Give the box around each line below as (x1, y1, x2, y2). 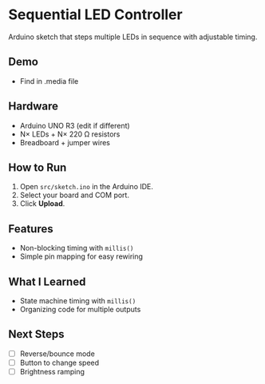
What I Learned (8, 275, 86, 288)
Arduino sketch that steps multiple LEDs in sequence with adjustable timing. (8, 32, 258, 42)
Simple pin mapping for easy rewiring (19, 251, 144, 261)
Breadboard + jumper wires (19, 137, 110, 147)
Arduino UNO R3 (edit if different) (19, 121, 130, 130)
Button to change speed (19, 358, 100, 367)
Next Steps (8, 327, 65, 341)
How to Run (8, 160, 67, 174)
